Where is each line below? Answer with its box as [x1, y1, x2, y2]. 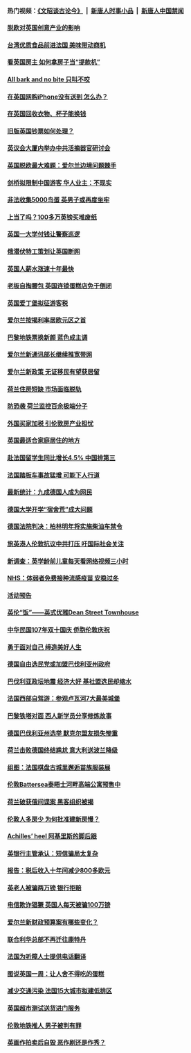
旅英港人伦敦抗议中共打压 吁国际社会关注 [7, 539, 125, 548]
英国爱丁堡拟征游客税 [7, 299, 68, 307]
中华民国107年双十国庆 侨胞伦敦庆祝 [7, 626, 110, 634]
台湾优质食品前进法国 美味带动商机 [7, 40, 106, 49]
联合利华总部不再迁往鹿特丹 [7, 935, 87, 943]
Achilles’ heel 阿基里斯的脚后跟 [7, 832, 97, 840]
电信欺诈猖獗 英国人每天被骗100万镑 [7, 901, 111, 909]
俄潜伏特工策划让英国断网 [7, 247, 80, 255]
